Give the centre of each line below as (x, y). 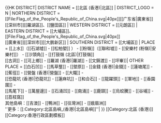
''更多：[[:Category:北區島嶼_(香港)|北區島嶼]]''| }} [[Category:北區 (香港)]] (79, 109)
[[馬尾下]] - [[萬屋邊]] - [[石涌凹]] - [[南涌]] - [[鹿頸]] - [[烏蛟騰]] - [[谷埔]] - (79, 91)
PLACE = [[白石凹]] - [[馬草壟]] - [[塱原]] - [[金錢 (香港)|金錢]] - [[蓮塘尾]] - (79, 67)
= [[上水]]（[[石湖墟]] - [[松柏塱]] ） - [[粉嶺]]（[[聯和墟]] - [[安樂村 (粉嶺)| (79, 48)
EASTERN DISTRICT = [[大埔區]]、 (39, 31)
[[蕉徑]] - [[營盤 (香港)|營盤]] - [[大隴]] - (44, 73)
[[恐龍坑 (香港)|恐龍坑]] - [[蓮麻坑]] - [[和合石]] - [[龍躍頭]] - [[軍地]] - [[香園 (80, 79)
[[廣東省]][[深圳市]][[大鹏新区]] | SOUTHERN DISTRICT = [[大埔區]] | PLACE (80, 42)
